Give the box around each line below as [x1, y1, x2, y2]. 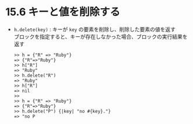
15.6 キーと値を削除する [5, 5, 121, 19]
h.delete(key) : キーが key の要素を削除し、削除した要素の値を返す [13, 26, 176, 33]
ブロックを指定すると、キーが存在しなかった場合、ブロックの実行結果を [13, 33, 188, 40]
